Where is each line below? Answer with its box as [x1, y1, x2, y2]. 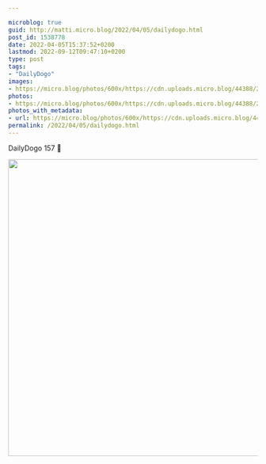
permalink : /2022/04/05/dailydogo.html [8, 122, 140, 130]
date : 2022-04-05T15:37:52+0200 [8, 40, 115, 48]
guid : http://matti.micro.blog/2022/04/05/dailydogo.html [8, 25, 203, 34]
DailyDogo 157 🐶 [8, 143, 62, 153]
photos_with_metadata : [8, 107, 83, 115]
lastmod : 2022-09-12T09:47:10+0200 [8, 48, 126, 56]
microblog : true [8, 18, 62, 26]
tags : [8, 63, 26, 71]
